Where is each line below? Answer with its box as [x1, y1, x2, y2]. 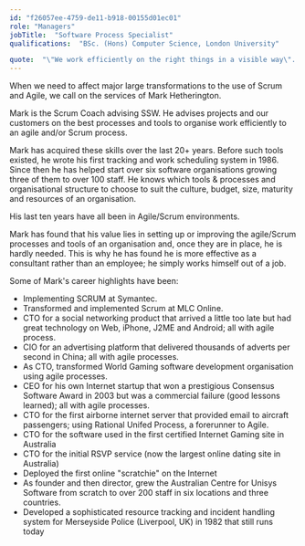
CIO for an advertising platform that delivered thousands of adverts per [22, 341, 290, 352]
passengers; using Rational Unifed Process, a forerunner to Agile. [22, 419, 269, 430]
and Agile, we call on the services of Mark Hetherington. [9, 90, 222, 101]
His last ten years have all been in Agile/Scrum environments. [9, 211, 240, 222]
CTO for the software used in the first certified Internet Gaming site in [22, 429, 285, 440]
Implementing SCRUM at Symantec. [22, 293, 158, 304]
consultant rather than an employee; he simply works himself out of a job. [9, 257, 287, 269]
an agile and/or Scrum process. [9, 127, 128, 138]
